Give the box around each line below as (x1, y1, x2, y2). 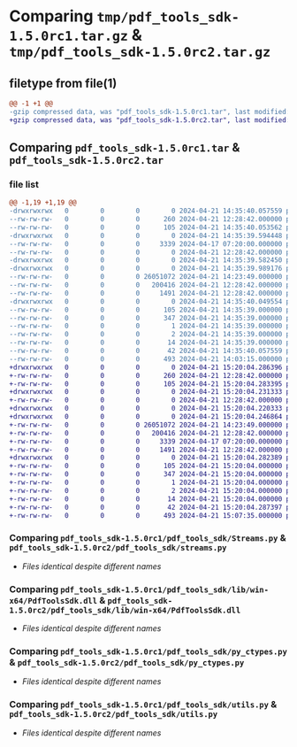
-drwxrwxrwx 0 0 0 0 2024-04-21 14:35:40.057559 (9, 206, 283, 216)
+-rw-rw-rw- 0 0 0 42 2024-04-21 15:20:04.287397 (9, 503, 283, 512)
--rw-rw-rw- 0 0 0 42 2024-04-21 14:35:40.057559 (9, 347, 283, 356)
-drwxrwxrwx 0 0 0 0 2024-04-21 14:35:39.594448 (9, 231, 283, 240)
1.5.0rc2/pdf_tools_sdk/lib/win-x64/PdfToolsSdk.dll (9, 605, 241, 615)
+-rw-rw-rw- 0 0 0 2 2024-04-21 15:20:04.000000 (9, 486, 283, 495)
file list (9, 178, 40, 190)
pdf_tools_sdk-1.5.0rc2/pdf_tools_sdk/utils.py (9, 710, 218, 720)
